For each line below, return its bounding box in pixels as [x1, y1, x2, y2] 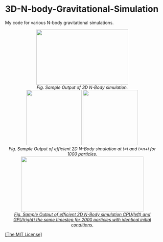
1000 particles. [67, 151, 97, 157]
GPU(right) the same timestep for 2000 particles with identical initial [13, 216, 151, 222]
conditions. [70, 222, 94, 228]
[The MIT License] [5, 231, 43, 237]
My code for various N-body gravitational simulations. [5, 20, 114, 26]
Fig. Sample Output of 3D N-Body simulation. [36, 84, 128, 90]
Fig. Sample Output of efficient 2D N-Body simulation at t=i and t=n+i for [8, 146, 156, 152]
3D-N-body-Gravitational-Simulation [5, 3, 159, 15]
